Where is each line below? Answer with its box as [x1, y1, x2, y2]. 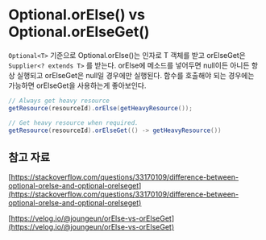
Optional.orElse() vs [8, 6, 146, 24]
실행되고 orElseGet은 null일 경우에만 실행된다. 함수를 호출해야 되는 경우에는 [16, 70, 255, 80]
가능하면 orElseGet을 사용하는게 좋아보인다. [8, 81, 147, 90]
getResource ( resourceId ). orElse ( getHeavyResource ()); [8, 104, 193, 112]
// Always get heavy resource [8, 97, 110, 105]
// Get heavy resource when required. [8, 118, 139, 126]
